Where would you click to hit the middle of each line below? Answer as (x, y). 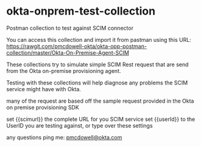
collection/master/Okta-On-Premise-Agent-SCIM (68, 52)
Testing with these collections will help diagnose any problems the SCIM (97, 83)
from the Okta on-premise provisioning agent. (64, 70)
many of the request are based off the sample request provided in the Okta (100, 101)
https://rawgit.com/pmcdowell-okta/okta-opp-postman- (77, 46)
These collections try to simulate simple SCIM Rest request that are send (97, 64)
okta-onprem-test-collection (81, 11)
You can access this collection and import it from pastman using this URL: (99, 39)
